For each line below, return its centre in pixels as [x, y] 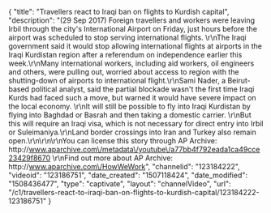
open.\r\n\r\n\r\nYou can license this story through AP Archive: [113, 141]
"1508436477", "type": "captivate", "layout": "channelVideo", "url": [120, 184]
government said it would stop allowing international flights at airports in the [135, 46]
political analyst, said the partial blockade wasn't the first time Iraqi [143, 89]
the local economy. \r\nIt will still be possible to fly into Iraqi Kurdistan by [130, 106]
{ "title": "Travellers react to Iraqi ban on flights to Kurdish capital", [119, 12]
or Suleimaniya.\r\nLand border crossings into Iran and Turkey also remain [133, 132]
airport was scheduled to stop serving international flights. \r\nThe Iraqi [127, 37]
